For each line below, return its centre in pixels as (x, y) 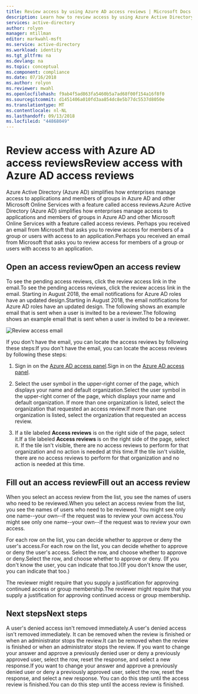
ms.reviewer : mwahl (30, 89)
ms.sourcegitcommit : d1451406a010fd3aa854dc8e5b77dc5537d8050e (85, 99)
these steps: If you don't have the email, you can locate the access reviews (97, 348)
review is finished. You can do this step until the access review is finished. (95, 684)
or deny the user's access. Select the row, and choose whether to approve (97, 552)
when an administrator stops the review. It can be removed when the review (97, 640)
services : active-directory (41, 22)
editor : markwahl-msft (34, 39)
